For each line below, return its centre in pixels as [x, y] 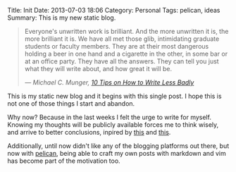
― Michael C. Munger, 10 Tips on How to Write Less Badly [109, 82]
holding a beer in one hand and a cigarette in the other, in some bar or [126, 54]
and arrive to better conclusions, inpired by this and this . [89, 132]
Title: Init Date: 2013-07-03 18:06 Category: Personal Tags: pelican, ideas [114, 10]
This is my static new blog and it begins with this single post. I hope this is [114, 96]
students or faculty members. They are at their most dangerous [117, 46]
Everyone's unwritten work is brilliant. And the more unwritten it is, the [126, 31]
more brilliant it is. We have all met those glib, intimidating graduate [122, 39]
